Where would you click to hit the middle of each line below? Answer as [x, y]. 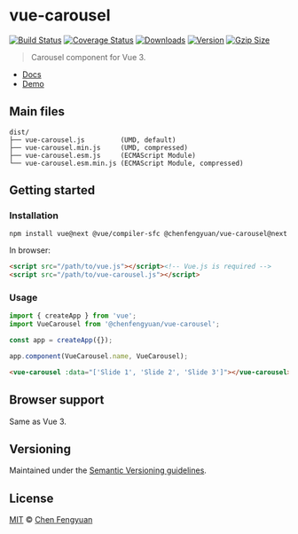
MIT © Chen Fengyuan [51, 520]
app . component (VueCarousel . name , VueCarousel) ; [99, 357]
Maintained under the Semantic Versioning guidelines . [108, 470]
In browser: [30, 250]
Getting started [52, 190]
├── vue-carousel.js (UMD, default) [93, 140]
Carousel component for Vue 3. [88, 57]
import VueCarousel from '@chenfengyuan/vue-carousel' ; [114, 325]
